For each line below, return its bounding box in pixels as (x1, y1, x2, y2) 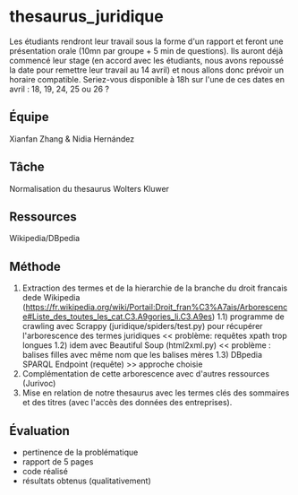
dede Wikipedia (21, 292, 81, 303)
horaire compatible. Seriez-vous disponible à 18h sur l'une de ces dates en (9, 74, 285, 84)
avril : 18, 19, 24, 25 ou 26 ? (9, 83, 110, 94)
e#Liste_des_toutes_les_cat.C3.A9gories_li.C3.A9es (21, 311, 213, 322)
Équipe (9, 109, 49, 125)
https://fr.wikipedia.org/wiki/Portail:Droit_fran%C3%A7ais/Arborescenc (25, 302, 288, 313)
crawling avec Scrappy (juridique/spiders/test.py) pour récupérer (21, 321, 263, 332)
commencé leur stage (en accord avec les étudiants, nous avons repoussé (9, 55, 285, 65)
